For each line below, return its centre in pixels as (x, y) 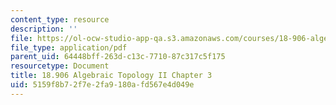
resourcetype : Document (60, 66)
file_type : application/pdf (69, 47)
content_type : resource (60, 19)
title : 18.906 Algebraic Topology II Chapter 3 (111, 76)
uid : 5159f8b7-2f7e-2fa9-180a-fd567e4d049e (102, 85)
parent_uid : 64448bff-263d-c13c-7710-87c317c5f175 (118, 57)
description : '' (44, 29)
